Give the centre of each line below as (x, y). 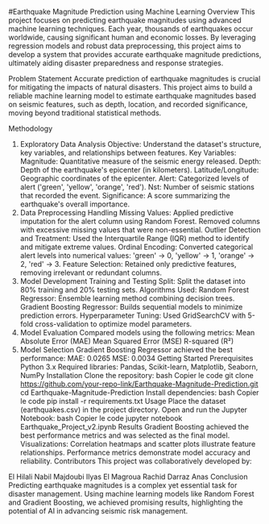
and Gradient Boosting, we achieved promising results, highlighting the (126, 502)
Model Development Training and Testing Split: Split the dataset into (132, 281)
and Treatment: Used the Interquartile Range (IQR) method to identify (134, 238)
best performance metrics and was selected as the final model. (125, 435)
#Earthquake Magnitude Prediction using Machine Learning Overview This (132, 12)
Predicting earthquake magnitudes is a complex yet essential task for (123, 485)
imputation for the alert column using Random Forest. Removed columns (140, 221)
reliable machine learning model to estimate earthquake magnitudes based (132, 96)
